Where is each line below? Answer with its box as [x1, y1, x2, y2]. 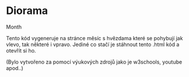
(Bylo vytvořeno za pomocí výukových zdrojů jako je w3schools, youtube [6, 58, 183, 65]
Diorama [6, 4, 49, 17]
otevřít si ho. [6, 47, 36, 54]
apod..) [6, 64, 23, 71]
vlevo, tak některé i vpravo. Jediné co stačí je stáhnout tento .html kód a [6, 41, 180, 48]
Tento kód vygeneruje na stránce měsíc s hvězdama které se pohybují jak [6, 34, 183, 41]
